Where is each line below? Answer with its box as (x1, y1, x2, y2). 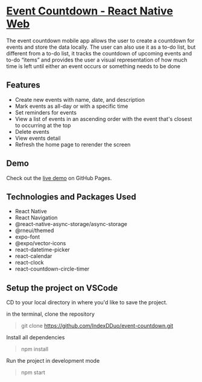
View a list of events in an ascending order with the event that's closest (14, 115, 192, 122)
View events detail (14, 134, 61, 142)
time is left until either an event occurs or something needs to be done (6, 62, 181, 70)
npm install (21, 345, 49, 353)
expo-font (14, 233, 40, 240)
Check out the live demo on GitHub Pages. (6, 174, 112, 181)
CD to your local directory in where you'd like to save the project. (6, 299, 168, 306)
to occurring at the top (14, 122, 71, 129)
